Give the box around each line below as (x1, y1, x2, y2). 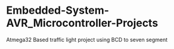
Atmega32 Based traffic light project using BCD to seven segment (6, 36, 168, 43)
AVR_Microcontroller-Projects (6, 16, 159, 30)
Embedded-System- (6, 4, 109, 17)
